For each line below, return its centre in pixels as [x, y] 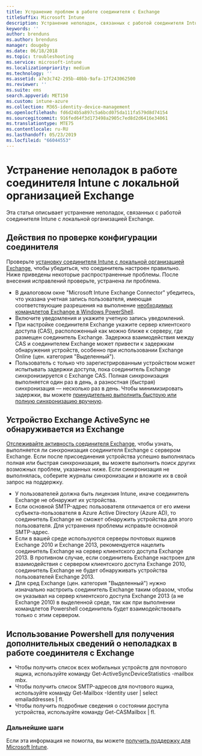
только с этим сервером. [47, 615]
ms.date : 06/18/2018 [32, 51]
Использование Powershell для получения [90, 634]
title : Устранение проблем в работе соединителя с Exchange [83, 12]
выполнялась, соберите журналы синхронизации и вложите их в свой [97, 476]
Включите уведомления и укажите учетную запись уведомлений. [100, 318]
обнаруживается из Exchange [66, 429]
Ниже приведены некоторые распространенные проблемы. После [92, 274]
